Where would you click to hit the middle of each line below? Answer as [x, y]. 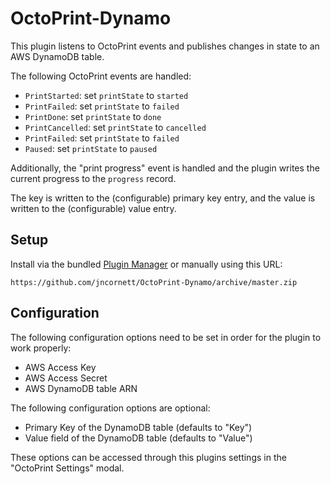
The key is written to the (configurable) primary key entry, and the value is [163, 198]
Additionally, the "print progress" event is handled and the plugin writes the [165, 168]
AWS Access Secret [66, 378]
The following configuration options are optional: [110, 408]
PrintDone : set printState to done [93, 116]
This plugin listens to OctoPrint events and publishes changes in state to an [165, 46]
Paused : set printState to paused [91, 148]
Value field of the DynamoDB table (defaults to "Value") [138, 438]
